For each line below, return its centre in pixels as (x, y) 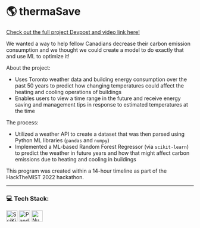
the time (25, 111)
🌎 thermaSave (43, 12)
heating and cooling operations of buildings (68, 92)
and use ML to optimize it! (38, 56)
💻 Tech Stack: (28, 198)
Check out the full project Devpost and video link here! (73, 32)
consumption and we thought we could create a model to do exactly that (95, 50)
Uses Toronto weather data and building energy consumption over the (101, 79)
